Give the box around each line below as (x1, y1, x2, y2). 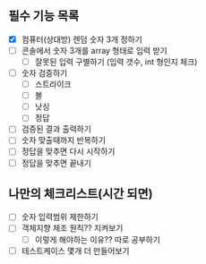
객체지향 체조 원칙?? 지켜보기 (21, 223, 124, 234)
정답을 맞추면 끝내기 (21, 158, 91, 168)
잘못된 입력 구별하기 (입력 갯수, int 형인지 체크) (34, 56, 198, 67)
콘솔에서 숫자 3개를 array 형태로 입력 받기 (21, 45, 167, 55)
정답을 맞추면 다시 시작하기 (21, 146, 116, 157)
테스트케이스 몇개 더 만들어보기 (21, 245, 130, 256)
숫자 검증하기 (21, 68, 68, 78)
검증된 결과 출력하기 (21, 123, 91, 134)
